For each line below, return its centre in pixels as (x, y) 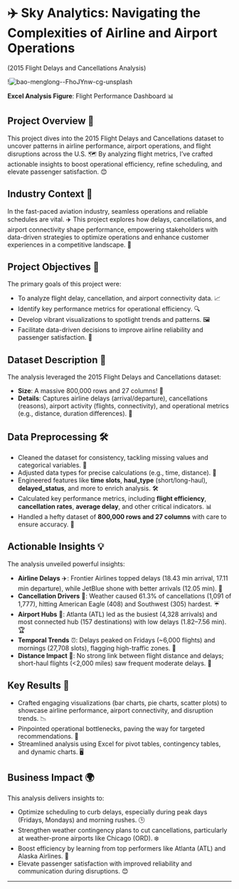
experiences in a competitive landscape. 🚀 (69, 244)
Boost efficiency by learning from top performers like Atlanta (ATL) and (122, 848)
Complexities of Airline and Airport (112, 33)
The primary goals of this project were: (64, 284)
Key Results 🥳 (38, 686)
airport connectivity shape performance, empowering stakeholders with (113, 229)
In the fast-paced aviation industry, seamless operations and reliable (108, 211)
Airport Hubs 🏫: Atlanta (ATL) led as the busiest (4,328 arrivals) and (117, 614)
